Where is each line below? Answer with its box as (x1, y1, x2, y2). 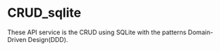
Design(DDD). (28, 35, 68, 43)
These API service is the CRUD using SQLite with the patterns (7, 28, 187, 36)
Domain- (188, 28, 214, 36)
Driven (7, 35, 27, 43)
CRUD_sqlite (7, 5, 82, 21)
